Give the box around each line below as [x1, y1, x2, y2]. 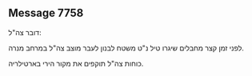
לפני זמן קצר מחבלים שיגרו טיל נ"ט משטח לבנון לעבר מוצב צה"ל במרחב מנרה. [8, 43, 244, 53]
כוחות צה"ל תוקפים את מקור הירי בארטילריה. [8, 58, 144, 68]
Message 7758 [8, 6, 84, 20]
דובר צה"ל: [8, 27, 42, 37]
